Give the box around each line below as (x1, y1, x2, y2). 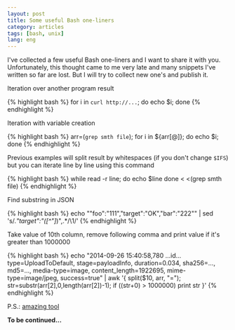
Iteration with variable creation (7, 119, 96, 127)
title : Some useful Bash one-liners (7, 17, 114, 24)
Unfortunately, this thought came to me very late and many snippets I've (7, 63, 216, 72)
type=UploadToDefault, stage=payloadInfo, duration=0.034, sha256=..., (7, 259, 216, 268)
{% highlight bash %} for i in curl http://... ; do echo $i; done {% (7, 98, 201, 106)
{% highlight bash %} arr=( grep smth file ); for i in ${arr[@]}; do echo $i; (7, 133, 219, 141)
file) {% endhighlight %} (7, 182, 77, 190)
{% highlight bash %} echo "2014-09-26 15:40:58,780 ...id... (7, 251, 182, 260)
